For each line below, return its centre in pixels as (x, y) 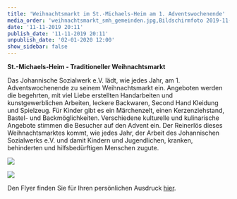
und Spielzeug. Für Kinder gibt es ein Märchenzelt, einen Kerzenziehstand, (116, 110)
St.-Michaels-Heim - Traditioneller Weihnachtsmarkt (86, 67)
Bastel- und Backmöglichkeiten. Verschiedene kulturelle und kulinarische (114, 118)
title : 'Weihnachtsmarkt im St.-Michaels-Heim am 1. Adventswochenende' (116, 14)
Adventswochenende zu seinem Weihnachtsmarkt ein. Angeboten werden (115, 88)
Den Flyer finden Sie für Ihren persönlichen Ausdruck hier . (92, 188)
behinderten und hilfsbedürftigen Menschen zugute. (83, 148)
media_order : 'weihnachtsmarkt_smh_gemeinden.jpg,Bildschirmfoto (105, 20)
